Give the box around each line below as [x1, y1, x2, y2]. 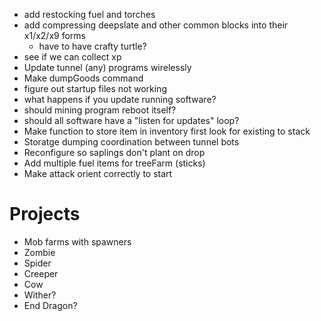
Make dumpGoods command [23, 72, 144, 84]
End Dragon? [23, 299, 78, 311]
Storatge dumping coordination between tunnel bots [23, 136, 240, 148]
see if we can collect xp [23, 51, 122, 63]
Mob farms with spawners [23, 235, 132, 248]
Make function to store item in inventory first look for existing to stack [23, 125, 311, 137]
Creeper [23, 267, 59, 279]
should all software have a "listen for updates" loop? [23, 115, 240, 126]
